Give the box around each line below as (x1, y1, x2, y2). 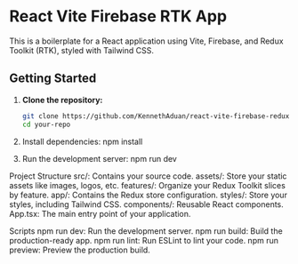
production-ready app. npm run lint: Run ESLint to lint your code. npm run (9, 235, 278, 245)
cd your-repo (21, 120, 71, 129)
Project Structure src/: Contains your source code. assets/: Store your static (9, 171, 287, 181)
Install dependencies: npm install (21, 136, 143, 147)
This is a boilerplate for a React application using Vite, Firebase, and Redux (9, 36, 284, 46)
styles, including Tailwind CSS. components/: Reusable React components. (9, 198, 285, 210)
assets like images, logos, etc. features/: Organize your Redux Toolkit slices (9, 180, 286, 190)
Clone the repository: (21, 94, 103, 105)
